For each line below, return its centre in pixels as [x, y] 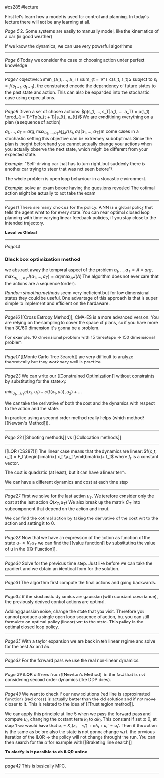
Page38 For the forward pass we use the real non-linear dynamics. [72, 661]
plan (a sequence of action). [33, 122]
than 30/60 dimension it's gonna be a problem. [52, 328]
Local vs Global [21, 232]
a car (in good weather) [29, 37]
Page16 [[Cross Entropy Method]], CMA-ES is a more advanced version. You [82, 317]
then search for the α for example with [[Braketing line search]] [69, 742]
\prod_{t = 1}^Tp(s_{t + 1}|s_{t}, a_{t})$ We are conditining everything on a [79, 117]
